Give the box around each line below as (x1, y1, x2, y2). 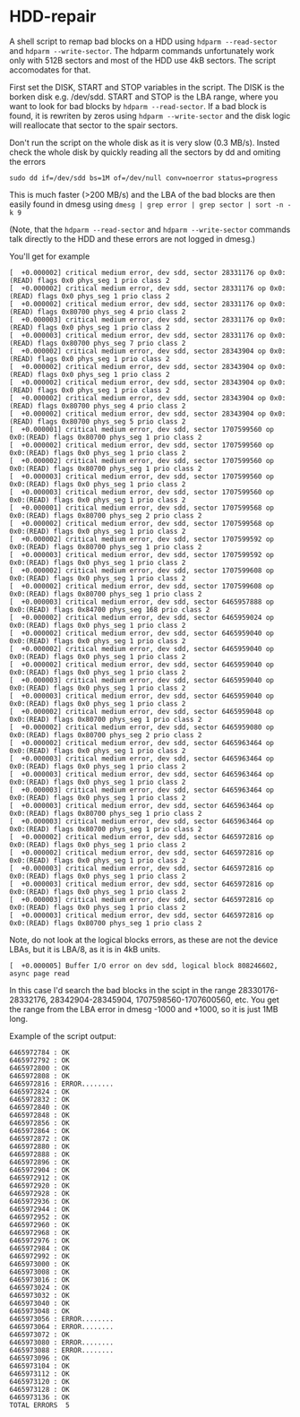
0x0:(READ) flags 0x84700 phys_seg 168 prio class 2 (9, 605, 210, 614)
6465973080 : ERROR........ (9, 1337, 115, 1347)
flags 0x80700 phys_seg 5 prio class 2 (37, 417, 186, 426)
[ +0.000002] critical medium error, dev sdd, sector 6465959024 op (9, 613, 275, 622)
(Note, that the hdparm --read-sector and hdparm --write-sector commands (9, 224, 291, 235)
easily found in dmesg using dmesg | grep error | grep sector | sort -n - (9, 199, 292, 210)
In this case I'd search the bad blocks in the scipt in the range (9, 984, 236, 995)
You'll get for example (9, 251, 90, 262)
